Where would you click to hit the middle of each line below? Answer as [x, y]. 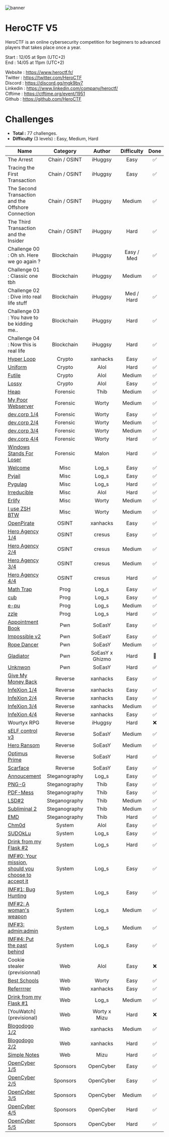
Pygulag [17, 484]
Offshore [18, 207]
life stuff [18, 303]
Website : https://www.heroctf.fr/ [39, 72]
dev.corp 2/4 [23, 422]
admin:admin [23, 931]
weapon [17, 916]
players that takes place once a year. [43, 47]
